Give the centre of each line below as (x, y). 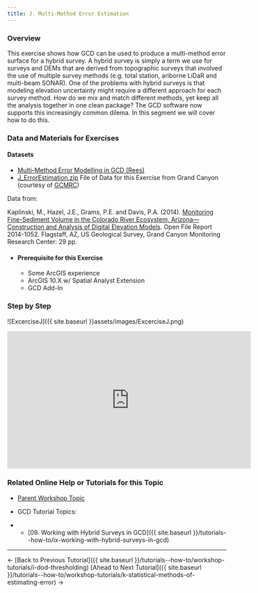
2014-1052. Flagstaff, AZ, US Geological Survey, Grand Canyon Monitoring (114, 234)
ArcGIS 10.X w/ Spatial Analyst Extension (86, 280)
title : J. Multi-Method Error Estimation (68, 14)
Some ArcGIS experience (64, 273)
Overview (24, 38)
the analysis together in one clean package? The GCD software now (105, 105)
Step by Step (29, 306)
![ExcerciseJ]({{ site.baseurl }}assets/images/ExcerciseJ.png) (96, 321)
